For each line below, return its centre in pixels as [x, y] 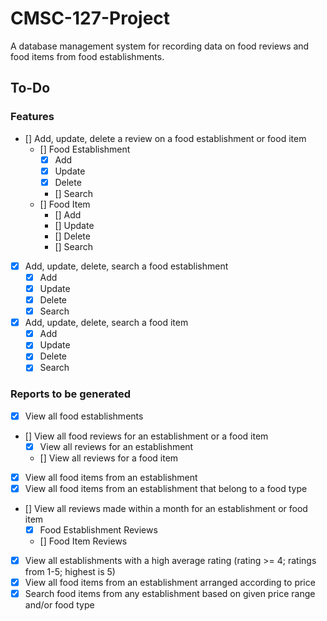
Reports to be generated [71, 394]
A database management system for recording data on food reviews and [160, 46]
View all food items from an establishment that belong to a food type [166, 488]
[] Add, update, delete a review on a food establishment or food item [165, 138]
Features [32, 117]
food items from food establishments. [87, 56]
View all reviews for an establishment [116, 446]
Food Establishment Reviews [98, 529]
